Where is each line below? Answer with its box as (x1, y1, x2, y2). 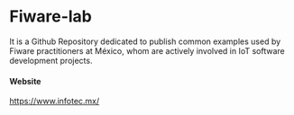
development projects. (9, 55, 93, 66)
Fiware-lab (9, 6, 93, 27)
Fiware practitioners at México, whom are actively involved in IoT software (9, 45, 286, 56)
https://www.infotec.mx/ (9, 96, 100, 107)
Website (9, 75, 41, 86)
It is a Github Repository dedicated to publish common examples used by (9, 36, 281, 47)
